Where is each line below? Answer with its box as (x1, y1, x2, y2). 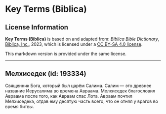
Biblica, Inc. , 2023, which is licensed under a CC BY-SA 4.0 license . (5, 41, 143, 47)
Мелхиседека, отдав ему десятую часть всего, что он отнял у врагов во (5, 98, 158, 104)
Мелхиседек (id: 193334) (5, 70, 86, 78)
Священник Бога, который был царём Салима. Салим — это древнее (5, 83, 152, 88)
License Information (5, 23, 68, 31)
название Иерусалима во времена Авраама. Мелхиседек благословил (5, 87, 156, 94)
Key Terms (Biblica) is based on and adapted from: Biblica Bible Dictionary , (5, 36, 160, 42)
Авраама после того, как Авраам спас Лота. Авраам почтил (5, 93, 132, 99)
